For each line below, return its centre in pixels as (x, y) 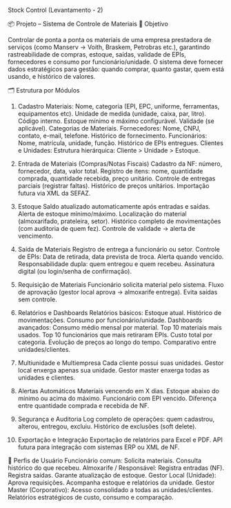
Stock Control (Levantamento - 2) (56, 10)
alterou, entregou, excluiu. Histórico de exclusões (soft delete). (107, 426)
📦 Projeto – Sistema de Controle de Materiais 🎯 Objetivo (88, 24)
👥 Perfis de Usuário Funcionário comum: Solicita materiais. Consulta (105, 460)
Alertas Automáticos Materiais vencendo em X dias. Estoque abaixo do (118, 391)
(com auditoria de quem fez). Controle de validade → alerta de (107, 228)
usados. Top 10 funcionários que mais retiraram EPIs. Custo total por (115, 335)
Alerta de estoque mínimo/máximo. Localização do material (102, 214)
